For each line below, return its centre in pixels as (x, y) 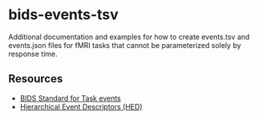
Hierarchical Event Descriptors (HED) (81, 106)
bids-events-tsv (63, 15)
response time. (33, 54)
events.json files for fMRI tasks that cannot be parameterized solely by (125, 45)
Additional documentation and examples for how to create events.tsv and (129, 37)
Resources (36, 79)
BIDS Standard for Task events (71, 98)
